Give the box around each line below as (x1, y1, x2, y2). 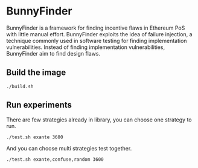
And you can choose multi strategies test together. (6, 144, 132, 152)
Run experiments (6, 100, 72, 110)
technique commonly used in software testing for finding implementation (6, 37, 187, 44)
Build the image (6, 68, 66, 78)
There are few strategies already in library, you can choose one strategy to (6, 116, 192, 123)
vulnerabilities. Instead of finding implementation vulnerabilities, (6, 44, 165, 51)
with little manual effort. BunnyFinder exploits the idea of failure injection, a (6, 30, 193, 37)
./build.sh (6, 83, 34, 89)
